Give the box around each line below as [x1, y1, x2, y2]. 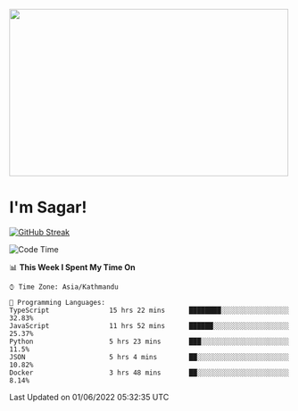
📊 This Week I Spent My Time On [9, 261, 136, 272]
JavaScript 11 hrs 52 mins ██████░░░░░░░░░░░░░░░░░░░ [9, 321, 290, 330]
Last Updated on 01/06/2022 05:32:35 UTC [9, 391, 170, 402]
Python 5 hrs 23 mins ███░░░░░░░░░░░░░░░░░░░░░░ [9, 337, 290, 346]
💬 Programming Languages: [9, 298, 105, 307]
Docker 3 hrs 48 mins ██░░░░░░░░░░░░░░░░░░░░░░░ [9, 368, 290, 377]
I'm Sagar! [9, 197, 87, 218]
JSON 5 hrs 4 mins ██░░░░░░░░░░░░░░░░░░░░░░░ [9, 352, 290, 361]
